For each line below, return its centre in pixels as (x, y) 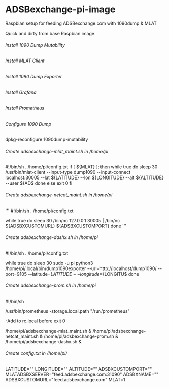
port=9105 (16, 274)
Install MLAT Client (25, 61)
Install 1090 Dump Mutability (35, 45)
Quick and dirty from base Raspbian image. (50, 33)
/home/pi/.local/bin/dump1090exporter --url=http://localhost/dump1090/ (81, 268)
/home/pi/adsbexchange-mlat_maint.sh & (48, 331)
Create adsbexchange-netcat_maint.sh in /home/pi (59, 195)
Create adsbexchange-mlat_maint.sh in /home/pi (57, 151)
